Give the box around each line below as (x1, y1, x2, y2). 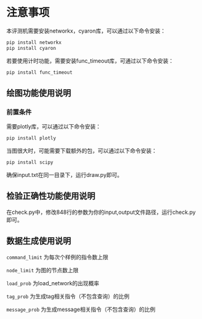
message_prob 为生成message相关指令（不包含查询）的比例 (6, 305, 155, 313)
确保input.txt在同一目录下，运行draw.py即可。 (6, 171, 123, 178)
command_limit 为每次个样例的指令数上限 (6, 253, 109, 261)
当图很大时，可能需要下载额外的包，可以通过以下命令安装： (6, 147, 157, 154)
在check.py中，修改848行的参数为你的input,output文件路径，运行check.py (6, 208, 196, 216)
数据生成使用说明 (6, 236, 71, 246)
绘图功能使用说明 (6, 87, 71, 98)
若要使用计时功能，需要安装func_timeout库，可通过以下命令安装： (6, 57, 174, 65)
